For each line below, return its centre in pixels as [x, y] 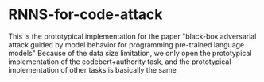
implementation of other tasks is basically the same [92, 69]
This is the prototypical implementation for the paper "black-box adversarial [132, 36]
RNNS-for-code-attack [85, 15]
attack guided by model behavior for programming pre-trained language [126, 44]
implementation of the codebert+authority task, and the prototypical [120, 61]
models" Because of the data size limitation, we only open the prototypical [130, 53]
